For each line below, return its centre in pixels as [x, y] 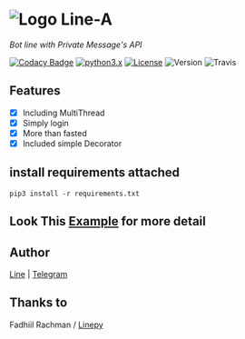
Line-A [87, 20]
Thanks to [39, 303]
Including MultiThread [64, 113]
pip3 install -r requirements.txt [75, 194]
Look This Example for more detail [108, 221]
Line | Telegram [39, 274]
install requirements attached [94, 173]
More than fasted [55, 133]
